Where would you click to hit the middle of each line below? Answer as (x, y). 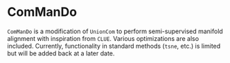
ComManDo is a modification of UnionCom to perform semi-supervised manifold (115, 31)
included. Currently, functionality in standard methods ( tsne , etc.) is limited (114, 46)
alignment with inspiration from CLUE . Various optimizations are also (103, 38)
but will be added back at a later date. (61, 53)
